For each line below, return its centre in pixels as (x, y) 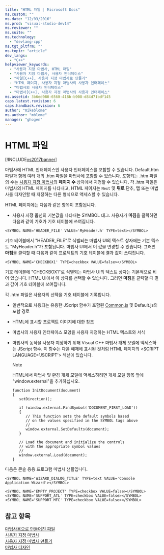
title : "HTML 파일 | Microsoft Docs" (42, 10)
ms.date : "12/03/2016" (28, 19)
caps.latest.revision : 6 (30, 101)
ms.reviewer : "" (22, 28)
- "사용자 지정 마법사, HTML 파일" (41, 69)
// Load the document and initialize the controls (72, 442)
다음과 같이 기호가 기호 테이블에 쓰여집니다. (54, 221)
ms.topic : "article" (26, 51)
